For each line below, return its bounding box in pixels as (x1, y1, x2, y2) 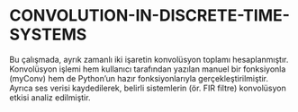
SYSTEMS (9, 24, 87, 45)
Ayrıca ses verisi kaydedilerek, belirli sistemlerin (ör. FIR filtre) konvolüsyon (9, 82, 286, 93)
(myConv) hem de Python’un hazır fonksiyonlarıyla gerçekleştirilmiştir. (9, 73, 268, 83)
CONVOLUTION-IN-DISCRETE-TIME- (9, 5, 291, 26)
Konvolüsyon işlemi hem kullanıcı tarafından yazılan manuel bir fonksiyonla (9, 64, 286, 74)
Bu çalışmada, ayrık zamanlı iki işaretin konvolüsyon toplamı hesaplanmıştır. (9, 54, 289, 65)
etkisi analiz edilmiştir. (9, 91, 91, 103)
